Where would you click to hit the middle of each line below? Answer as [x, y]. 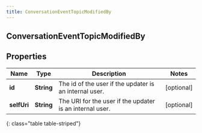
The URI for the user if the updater [107, 101]
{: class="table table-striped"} [44, 123]
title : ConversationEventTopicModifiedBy [59, 12]
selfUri [19, 105]
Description [109, 73]
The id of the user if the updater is [106, 84]
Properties [26, 57]
